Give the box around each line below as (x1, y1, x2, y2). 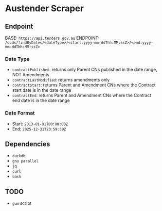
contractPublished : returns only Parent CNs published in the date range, (12, 66, 157, 73)
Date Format (5, 110, 35, 116)
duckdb (12, 154, 26, 159)
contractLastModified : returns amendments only (12, 77, 110, 83)
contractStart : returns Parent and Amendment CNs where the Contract (12, 82, 156, 88)
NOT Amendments (12, 72, 50, 78)
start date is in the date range (12, 87, 72, 93)
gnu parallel (12, 159, 39, 164)
